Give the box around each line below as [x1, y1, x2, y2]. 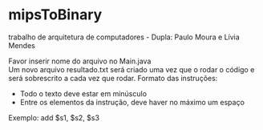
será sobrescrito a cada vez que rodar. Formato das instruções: [8, 73, 218, 83]
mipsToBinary [8, 6, 103, 24]
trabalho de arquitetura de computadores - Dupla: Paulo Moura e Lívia [8, 32, 241, 42]
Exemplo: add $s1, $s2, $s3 [8, 112, 100, 122]
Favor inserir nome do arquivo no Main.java [8, 56, 152, 66]
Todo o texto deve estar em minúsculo [19, 88, 147, 98]
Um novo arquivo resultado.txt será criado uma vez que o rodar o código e [8, 64, 255, 74]
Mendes [8, 40, 36, 50]
